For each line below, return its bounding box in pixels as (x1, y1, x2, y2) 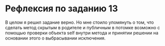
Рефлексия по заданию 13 (5, 3, 118, 14)
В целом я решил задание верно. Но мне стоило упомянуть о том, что (5, 19, 154, 25)
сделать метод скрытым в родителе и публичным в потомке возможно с (5, 24, 160, 30)
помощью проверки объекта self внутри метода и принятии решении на (5, 30, 159, 36)
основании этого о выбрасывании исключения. (5, 35, 106, 41)
